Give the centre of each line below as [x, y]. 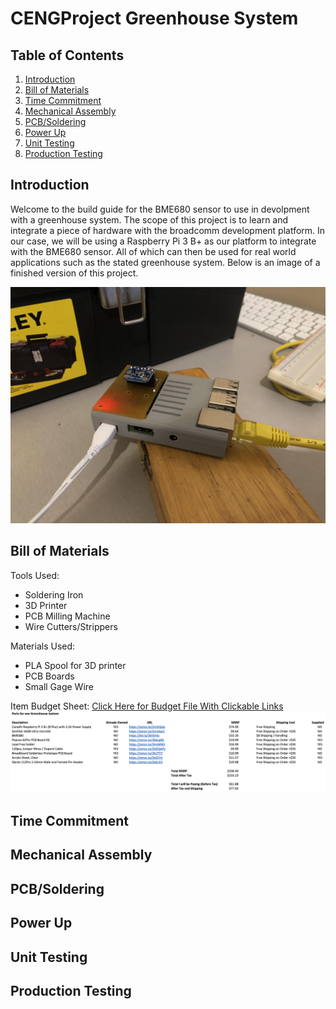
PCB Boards [49, 676]
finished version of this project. [74, 273]
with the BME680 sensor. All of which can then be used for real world [153, 251]
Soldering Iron [54, 594]
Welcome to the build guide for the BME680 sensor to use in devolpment [160, 209]
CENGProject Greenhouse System [154, 18]
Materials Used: [43, 646]
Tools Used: [35, 575]
